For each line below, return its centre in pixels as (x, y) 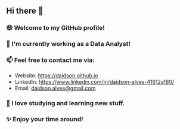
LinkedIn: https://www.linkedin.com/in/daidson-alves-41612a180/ (94, 81)
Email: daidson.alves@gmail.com (55, 88)
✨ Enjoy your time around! (45, 119)
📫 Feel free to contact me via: (50, 60)
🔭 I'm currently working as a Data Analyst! (69, 44)
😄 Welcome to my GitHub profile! (56, 28)
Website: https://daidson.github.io (56, 75)
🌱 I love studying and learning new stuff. (66, 103)
